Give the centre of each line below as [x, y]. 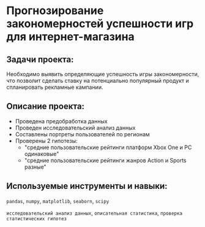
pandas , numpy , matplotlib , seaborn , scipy [58, 201]
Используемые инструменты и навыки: [87, 186]
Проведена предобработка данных [61, 121]
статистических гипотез [37, 218]
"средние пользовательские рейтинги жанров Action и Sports [105, 160]
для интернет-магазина [70, 37]
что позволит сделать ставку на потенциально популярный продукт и [98, 81]
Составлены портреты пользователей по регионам [82, 134]
